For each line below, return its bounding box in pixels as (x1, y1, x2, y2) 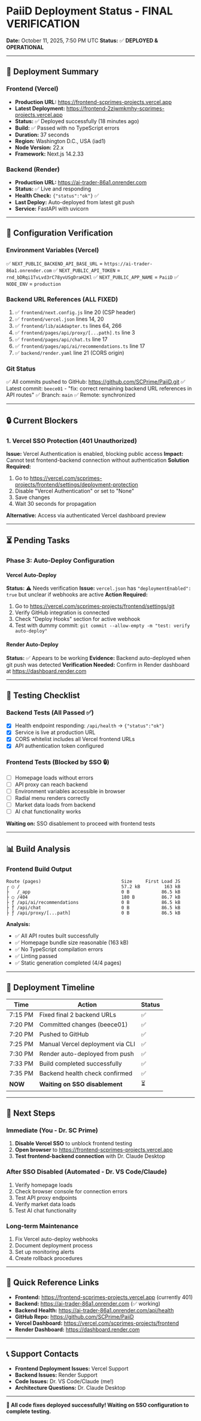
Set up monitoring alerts (14, 1248, 75, 1255)
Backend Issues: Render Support (14, 1371, 98, 1378)
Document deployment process (14, 1242, 93, 1249)
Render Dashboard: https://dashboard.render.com (14, 1326, 140, 1333)
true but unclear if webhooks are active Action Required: (6, 591, 148, 598)
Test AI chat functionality (14, 1207, 77, 1214)
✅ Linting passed (14, 952, 58, 959)
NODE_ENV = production (6, 280, 62, 287)
